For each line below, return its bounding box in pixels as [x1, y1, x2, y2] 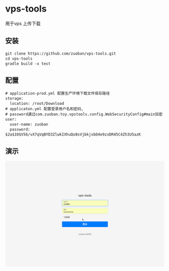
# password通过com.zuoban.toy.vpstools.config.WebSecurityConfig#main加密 [5, 112, 163, 117]
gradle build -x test [5, 61, 51, 66]
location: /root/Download [10, 101, 65, 106]
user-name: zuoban [10, 122, 49, 127]
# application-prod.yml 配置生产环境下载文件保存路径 [5, 91, 110, 96]
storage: [5, 96, 24, 101]
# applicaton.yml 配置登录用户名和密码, [5, 106, 84, 111]
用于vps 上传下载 [5, 20, 41, 26]
